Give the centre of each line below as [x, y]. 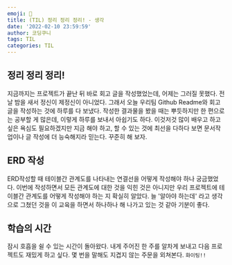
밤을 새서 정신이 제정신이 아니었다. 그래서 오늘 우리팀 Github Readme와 [111, 102]
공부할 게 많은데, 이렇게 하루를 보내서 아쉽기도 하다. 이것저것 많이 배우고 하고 [118, 119]
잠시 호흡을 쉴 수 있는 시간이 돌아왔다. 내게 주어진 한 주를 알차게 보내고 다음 [108, 246]
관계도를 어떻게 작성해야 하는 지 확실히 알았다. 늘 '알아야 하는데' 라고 [117, 196]
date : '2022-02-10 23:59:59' [49, 26]
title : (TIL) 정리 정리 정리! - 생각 [56, 20]
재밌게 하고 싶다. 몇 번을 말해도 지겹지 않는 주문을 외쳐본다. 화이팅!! [116, 255]
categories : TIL [30, 46]
